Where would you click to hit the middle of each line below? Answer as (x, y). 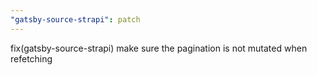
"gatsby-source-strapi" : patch (75, 19)
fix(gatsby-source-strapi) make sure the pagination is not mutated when (159, 48)
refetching (31, 58)
